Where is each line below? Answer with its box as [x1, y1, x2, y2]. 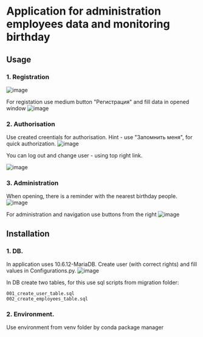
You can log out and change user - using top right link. [6, 152, 143, 159]
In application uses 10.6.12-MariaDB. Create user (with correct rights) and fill [6, 260, 198, 268]
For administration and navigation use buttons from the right [6, 211, 157, 218]
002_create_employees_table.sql [6, 296, 88, 302]
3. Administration [6, 179, 59, 187]
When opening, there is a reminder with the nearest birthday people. [6, 193, 177, 200]
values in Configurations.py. [6, 267, 77, 274]
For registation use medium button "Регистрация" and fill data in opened [6, 98, 190, 105]
